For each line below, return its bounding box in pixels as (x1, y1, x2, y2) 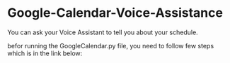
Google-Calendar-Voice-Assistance (7, 5, 223, 21)
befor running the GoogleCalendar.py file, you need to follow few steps (7, 41, 214, 50)
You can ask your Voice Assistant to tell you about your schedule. (7, 28, 198, 36)
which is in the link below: (7, 49, 83, 57)
